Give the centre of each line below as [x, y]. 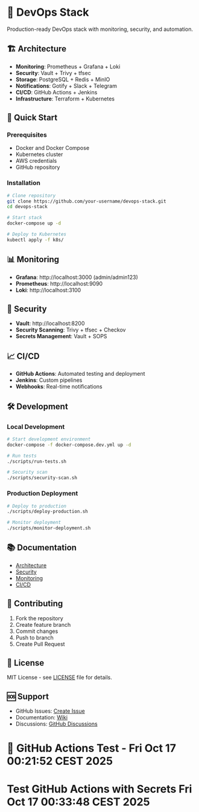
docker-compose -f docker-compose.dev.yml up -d [69, 445]
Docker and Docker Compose [52, 148]
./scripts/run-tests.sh [37, 461]
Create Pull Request [40, 644]
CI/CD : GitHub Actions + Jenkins [56, 92]
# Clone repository [31, 195]
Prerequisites [27, 135]
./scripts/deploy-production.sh [47, 512]
